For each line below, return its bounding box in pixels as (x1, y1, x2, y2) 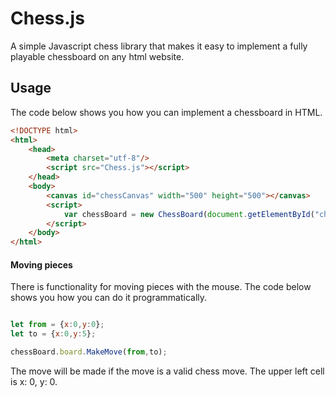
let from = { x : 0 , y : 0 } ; (10, 320, 105, 330)
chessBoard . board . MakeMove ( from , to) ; (10, 347, 168, 357)
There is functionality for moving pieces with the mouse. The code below (10, 281, 312, 293)
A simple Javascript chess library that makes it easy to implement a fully (10, 40, 308, 52)
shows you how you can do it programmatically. (10, 292, 208, 304)
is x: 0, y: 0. (10, 375, 58, 387)
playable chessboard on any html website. (10, 50, 185, 62)
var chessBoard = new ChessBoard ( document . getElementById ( (63, 209, 315, 219)
